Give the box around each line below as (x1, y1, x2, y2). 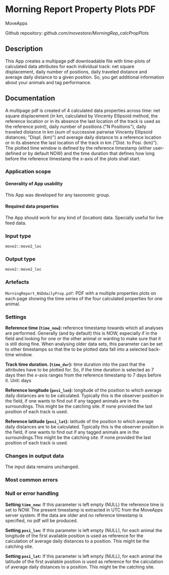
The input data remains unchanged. (5, 464, 79, 470)
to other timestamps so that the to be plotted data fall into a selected (5, 346, 148, 352)
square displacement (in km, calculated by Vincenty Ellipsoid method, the (5, 112, 158, 119)
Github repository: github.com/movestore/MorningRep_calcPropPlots (5, 30, 149, 36)
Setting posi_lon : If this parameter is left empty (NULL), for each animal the (5, 527, 162, 533)
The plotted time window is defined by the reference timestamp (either (5, 145, 152, 151)
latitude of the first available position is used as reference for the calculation (5, 558, 163, 564)
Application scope (5, 168, 51, 175)
